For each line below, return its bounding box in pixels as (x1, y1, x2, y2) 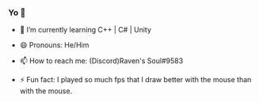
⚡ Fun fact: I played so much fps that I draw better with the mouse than (19, 75, 252, 85)
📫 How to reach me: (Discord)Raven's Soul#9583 (19, 56, 184, 66)
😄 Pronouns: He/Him (19, 40, 90, 50)
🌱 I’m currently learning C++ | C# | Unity (19, 25, 152, 35)
